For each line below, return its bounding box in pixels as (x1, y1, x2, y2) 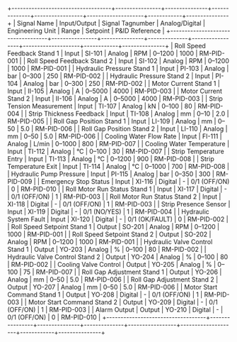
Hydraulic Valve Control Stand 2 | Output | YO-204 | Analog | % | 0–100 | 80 (7, 253, 229, 261)
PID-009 (7, 177, 33, 185)
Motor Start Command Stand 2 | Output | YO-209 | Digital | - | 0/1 (28, 298, 218, 306)
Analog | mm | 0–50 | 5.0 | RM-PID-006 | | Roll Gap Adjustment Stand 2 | (7, 275, 219, 284)
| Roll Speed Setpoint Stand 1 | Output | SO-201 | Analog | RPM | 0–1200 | (7, 223, 220, 231)
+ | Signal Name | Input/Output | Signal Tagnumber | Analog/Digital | (7, 19, 206, 27)
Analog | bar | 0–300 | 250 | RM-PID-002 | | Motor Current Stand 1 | (23, 79, 221, 87)
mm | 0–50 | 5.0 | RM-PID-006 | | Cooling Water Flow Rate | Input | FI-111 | (7, 132, 222, 140)
